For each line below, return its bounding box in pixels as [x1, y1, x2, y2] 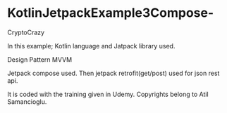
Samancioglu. [7, 97, 47, 106]
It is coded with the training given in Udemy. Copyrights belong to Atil [7, 90, 209, 98]
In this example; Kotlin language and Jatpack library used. [7, 41, 176, 50]
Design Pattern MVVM [7, 55, 73, 64]
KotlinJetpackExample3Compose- [7, 5, 214, 21]
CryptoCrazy [7, 28, 44, 36]
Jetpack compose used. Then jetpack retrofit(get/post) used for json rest [7, 69, 220, 77]
